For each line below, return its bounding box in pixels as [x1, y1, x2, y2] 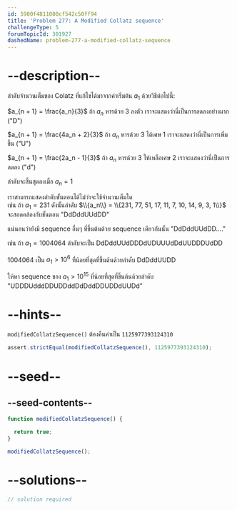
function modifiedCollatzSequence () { [7, 416, 123, 423]
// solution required [7, 496, 72, 503]
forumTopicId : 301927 [7, 30, 72, 38]
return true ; [14, 429, 53, 436]
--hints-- [7, 306, 62, 322]
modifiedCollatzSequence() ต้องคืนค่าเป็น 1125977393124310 [7, 330, 173, 339]
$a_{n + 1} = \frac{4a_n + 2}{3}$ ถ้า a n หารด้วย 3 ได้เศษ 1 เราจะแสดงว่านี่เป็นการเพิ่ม [7, 130, 228, 140]
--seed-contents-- [7, 396, 93, 409]
